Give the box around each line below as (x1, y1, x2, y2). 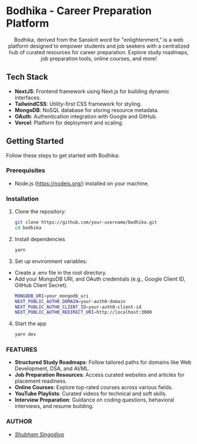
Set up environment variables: (14, 258, 88, 265)
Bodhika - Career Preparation (6, 4, 152, 18)
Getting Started (6, 136, 64, 146)
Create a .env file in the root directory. (14, 269, 107, 276)
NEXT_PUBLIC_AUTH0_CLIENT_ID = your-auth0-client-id (14, 304, 142, 310)
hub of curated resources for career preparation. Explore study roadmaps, (8, 48, 189, 55)
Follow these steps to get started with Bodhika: (6, 152, 120, 159)
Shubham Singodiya (14, 430, 64, 438)
